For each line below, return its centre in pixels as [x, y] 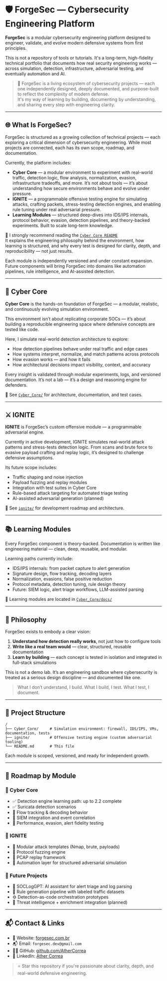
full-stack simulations [34, 663]
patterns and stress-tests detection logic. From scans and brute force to [79, 447]
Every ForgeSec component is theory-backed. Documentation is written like [83, 544]
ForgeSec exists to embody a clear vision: [48, 632]
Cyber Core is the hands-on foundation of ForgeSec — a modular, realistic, [82, 304]
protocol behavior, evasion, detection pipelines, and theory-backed [81, 220]
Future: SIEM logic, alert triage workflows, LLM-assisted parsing [78, 589]
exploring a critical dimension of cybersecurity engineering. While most [78, 142]
